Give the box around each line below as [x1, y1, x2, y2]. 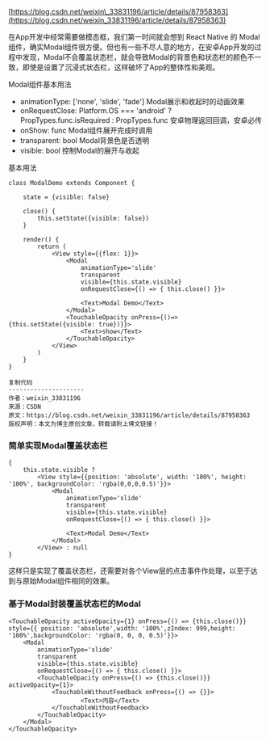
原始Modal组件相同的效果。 [22, 576, 114, 586]
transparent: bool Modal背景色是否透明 [19, 136, 150, 145]
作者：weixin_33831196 [8, 394, 81, 402]
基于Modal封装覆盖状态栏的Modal [8, 598, 141, 609]
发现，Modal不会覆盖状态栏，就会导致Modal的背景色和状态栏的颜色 [22, 53, 247, 61]
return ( [37, 242, 67, 251]
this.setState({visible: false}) [37, 214, 150, 222]
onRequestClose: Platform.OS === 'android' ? [19, 106, 172, 116]
